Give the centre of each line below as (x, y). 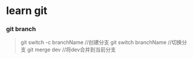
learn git (27, 11)
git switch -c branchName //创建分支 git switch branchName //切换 (101, 43)
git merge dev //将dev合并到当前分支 (72, 50)
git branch (21, 29)
